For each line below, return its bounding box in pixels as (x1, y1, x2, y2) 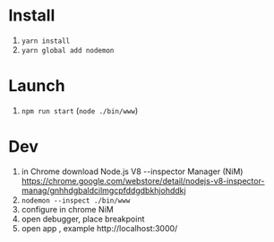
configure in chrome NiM (21, 204, 114, 214)
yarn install (21, 37, 71, 46)
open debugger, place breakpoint (21, 213, 145, 224)
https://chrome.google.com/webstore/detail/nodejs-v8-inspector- (21, 175, 265, 186)
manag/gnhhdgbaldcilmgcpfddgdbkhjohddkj (21, 185, 186, 196)
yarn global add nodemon (21, 46, 115, 54)
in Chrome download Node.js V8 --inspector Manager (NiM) (21, 166, 244, 177)
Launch (8, 76, 65, 96)
